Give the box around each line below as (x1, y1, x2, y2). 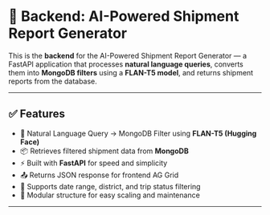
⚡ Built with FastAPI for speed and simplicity (19, 158, 168, 168)
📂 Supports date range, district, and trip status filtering (19, 181, 201, 191)
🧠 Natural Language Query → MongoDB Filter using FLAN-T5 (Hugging (19, 128, 257, 138)
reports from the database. (8, 76, 98, 86)
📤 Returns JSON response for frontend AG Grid (19, 170, 179, 180)
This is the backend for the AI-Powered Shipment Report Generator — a (8, 51, 247, 60)
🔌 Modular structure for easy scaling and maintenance (19, 190, 201, 200)
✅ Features (8, 107, 66, 121)
